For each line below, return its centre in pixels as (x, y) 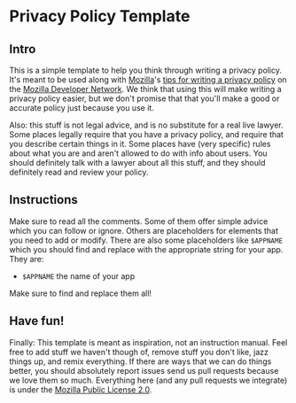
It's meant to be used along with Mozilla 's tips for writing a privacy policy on (148, 80)
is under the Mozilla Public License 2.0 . (81, 389)
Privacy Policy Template (100, 16)
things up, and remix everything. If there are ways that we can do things (140, 361)
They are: (27, 259)
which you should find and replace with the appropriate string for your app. (146, 249)
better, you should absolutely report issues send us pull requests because (144, 370)
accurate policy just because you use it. (82, 108)
